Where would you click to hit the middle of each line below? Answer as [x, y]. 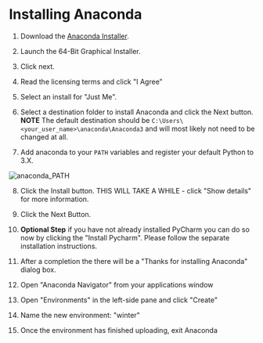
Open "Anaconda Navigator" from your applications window [117, 284]
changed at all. [44, 137]
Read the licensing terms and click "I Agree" [91, 81]
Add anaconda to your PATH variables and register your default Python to [137, 152]
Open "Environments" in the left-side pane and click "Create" [119, 300]
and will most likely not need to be [200, 128]
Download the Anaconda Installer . [75, 36]
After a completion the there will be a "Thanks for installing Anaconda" [134, 261]
